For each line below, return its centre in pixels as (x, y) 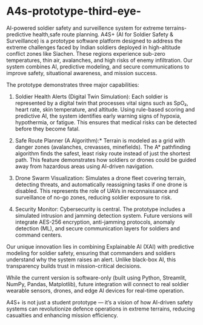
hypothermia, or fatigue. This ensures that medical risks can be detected (106, 122)
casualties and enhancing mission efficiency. (62, 315)
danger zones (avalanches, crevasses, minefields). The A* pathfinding (103, 147)
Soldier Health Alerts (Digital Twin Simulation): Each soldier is (92, 96)
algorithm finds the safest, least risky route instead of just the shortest (103, 153)
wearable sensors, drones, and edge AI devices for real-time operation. (95, 290)
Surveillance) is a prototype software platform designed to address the (95, 41)
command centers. (38, 235)
